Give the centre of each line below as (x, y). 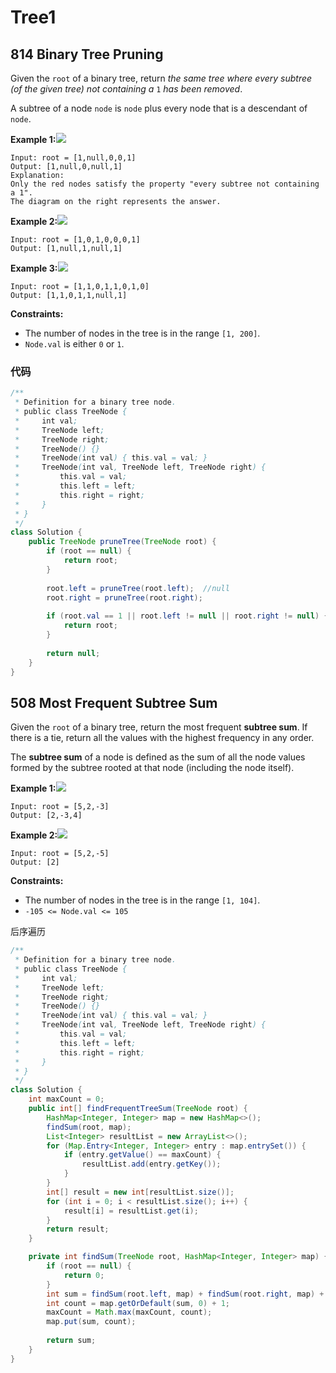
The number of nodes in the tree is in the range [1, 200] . (142, 333)
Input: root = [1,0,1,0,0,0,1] (75, 240)
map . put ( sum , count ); (91, 1322)
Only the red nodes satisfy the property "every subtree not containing (165, 184)
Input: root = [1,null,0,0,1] (73, 158)
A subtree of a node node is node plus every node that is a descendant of (159, 108)
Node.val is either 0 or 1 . (74, 344)
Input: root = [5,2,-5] (60, 854)
